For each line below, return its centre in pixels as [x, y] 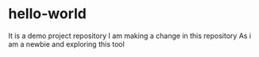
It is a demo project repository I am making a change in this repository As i [130, 36]
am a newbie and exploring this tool [66, 44]
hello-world [48, 14]
